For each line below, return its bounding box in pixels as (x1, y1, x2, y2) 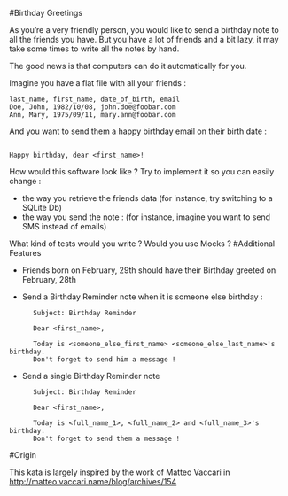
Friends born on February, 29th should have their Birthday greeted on (21, 265, 276, 275)
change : (9, 176, 42, 186)
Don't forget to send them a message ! (32, 434, 180, 443)
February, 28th (21, 275, 77, 284)
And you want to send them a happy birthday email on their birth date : (9, 126, 268, 136)
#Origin (9, 450, 37, 460)
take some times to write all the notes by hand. (9, 43, 180, 54)
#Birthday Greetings (9, 8, 82, 18)
